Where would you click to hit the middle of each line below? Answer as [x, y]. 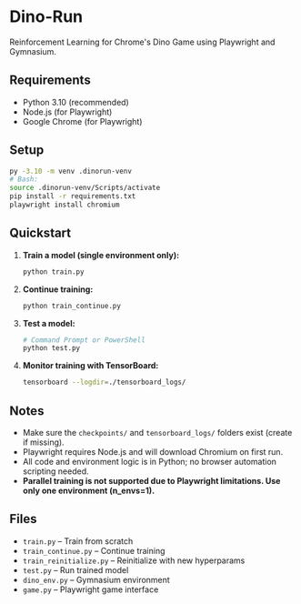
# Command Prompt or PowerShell [84, 340]
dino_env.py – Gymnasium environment [96, 579]
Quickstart [40, 233]
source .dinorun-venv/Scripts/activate [85, 188]
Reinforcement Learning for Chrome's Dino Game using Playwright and [142, 42]
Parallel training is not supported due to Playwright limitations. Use [151, 480]
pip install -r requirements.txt [73, 196]
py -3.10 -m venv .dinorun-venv [70, 171]
